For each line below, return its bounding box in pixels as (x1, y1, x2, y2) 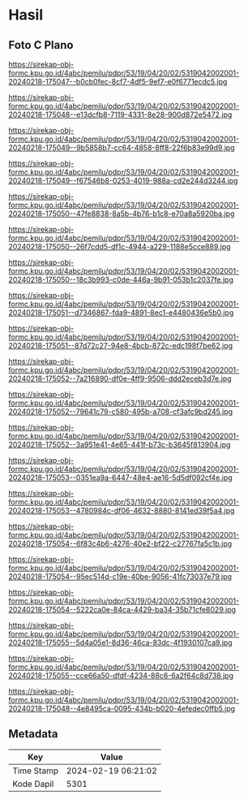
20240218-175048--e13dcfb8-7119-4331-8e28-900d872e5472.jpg (8, 110, 233, 119)
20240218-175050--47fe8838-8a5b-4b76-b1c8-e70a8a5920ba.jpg (8, 209, 235, 218)
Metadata (8, 727, 58, 741)
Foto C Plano (8, 38, 74, 52)
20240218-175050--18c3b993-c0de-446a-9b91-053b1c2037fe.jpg (8, 275, 233, 284)
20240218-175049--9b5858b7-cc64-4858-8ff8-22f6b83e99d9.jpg (8, 143, 235, 152)
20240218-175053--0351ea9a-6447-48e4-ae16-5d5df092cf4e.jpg (8, 473, 233, 482)
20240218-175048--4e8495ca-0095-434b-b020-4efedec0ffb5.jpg (8, 704, 236, 713)
